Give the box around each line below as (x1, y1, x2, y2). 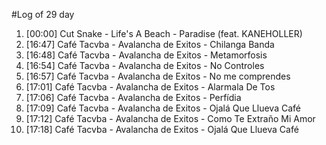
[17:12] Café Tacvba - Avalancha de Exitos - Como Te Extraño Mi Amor (25, 113, 316, 124)
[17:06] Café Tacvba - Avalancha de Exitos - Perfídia (25, 92, 242, 103)
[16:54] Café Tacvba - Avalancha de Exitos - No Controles (25, 60, 265, 71)
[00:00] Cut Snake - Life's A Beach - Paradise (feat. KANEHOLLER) (25, 28, 303, 39)
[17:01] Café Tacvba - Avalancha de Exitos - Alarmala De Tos (25, 81, 276, 93)
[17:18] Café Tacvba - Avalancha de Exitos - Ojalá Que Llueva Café (25, 124, 299, 135)
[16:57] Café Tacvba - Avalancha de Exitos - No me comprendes (25, 70, 291, 82)
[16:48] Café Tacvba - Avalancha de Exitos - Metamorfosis (25, 49, 268, 61)
